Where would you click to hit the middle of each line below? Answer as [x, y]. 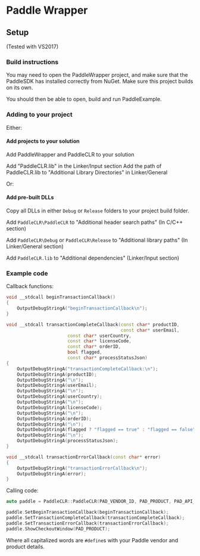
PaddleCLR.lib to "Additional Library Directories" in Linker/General [87, 172]
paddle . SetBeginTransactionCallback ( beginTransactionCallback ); [87, 513]
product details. [25, 546]
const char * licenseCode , [100, 341]
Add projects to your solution [43, 141]
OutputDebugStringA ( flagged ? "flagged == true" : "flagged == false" [106, 430]
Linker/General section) [35, 246]
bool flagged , [85, 352]
